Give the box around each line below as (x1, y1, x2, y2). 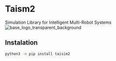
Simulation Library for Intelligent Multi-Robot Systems (5, 19, 112, 25)
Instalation (5, 39, 38, 47)
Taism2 (5, 3, 35, 15)
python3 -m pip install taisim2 (5, 51, 70, 56)
